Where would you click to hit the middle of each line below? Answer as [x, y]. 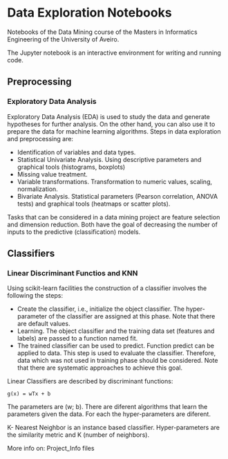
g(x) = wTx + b [29, 394]
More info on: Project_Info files [51, 449]
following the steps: [35, 296]
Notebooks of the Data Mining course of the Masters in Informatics [103, 32]
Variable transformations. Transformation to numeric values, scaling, [115, 181]
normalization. [38, 189]
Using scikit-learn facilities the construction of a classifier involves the [107, 288]
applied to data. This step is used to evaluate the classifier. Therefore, [116, 353]
